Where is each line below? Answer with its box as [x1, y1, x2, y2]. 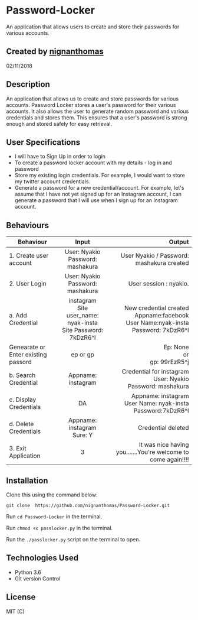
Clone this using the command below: [6, 491, 98, 498]
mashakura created [135, 259, 189, 267]
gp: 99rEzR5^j [150, 358, 189, 366]
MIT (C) [6, 608, 25, 615]
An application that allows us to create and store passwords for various [6, 95, 179, 102]
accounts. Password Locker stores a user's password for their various [6, 101, 176, 108]
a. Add [9, 311, 28, 320]
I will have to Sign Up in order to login [14, 153, 106, 160]
